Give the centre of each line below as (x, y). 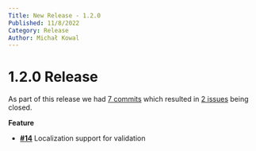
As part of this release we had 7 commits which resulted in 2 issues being (128, 99)
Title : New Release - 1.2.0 (55, 15)
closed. (20, 107)
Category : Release (38, 30)
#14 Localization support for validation (82, 138)
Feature (21, 123)
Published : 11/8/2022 (44, 23)
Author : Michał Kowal (44, 38)
